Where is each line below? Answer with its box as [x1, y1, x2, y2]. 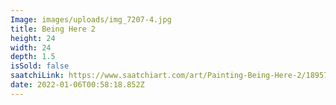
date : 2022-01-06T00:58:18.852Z [10, 80, 145, 90]
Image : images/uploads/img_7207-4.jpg [10, 14, 172, 25]
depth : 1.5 [10, 52, 56, 62]
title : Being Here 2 [10, 24, 97, 34]
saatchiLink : [10, 71, 65, 81]
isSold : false [10, 61, 70, 71]
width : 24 [10, 42, 52, 53]
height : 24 [10, 33, 56, 43]
